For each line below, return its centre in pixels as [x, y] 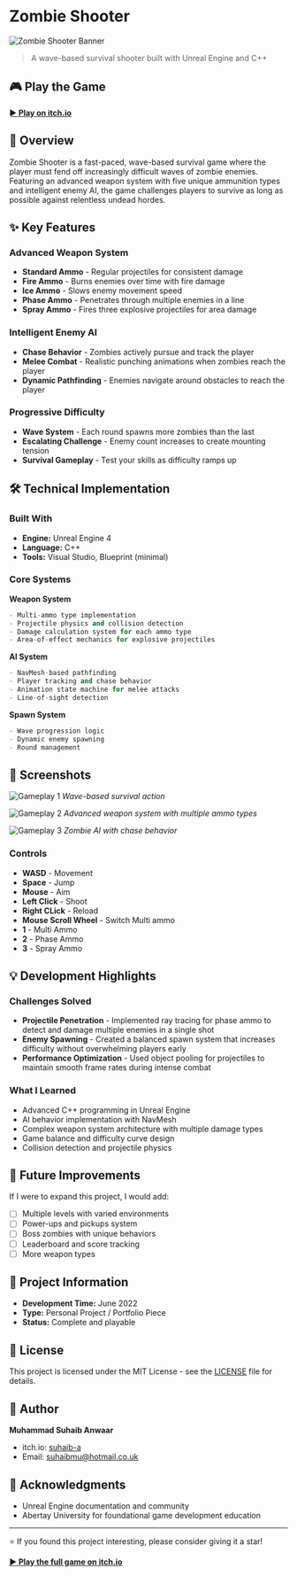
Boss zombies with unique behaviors [89, 1234]
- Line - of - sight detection [59, 697]
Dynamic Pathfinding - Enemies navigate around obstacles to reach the [153, 380]
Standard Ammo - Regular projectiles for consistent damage [132, 272]
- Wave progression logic [57, 731]
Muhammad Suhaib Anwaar [61, 1430]
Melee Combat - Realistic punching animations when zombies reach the [153, 361]
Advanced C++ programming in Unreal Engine [106, 1110]
